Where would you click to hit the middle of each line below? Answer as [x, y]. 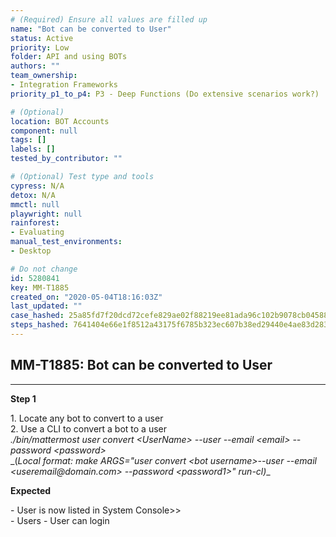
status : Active [42, 38]
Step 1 [23, 398]
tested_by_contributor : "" [66, 159]
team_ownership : [44, 76]
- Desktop [31, 251]
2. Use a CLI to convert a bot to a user [89, 428]
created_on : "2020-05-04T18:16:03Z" [86, 297]
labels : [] [33, 149]
